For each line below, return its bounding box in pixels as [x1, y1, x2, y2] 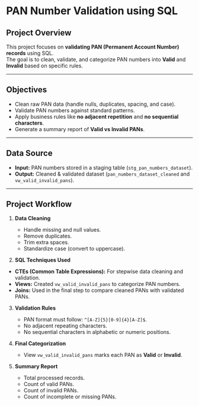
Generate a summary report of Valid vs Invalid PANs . [14, 125, 145, 132]
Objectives [6, 85, 47, 95]
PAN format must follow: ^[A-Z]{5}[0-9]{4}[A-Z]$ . [23, 316, 147, 323]
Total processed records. [23, 374, 85, 382]
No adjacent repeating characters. [23, 322, 108, 329]
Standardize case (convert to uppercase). [23, 245, 126, 252]
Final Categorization [14, 340, 66, 347]
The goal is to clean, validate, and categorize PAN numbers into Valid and [6, 56, 186, 63]
